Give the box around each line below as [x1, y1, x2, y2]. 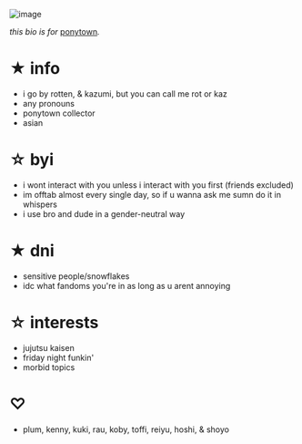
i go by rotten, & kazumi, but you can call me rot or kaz [22, 88, 227, 99]
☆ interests [9, 313, 99, 333]
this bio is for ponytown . [9, 26, 100, 36]
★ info [9, 58, 61, 79]
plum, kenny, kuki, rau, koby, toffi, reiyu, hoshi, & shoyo [22, 424, 230, 435]
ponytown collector [22, 108, 96, 119]
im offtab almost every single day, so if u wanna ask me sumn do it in [22, 189, 282, 200]
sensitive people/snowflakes [22, 270, 130, 282]
